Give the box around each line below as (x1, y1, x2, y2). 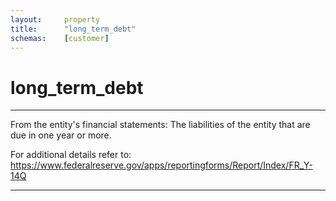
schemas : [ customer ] (10, 33, 110, 43)
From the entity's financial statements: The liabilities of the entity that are (10, 119, 311, 131)
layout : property (10, 14, 101, 25)
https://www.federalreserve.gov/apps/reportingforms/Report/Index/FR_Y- (10, 159, 313, 171)
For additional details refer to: (10, 149, 132, 161)
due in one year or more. (10, 129, 112, 141)
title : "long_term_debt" (10, 24, 137, 34)
